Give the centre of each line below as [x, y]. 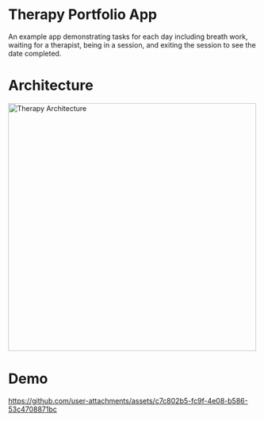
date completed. [35, 53]
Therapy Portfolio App [82, 15]
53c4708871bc [33, 409]
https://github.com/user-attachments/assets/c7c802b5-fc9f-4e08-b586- [128, 400]
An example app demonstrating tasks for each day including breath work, [128, 36]
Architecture [51, 86]
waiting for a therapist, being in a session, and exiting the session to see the [132, 44]
